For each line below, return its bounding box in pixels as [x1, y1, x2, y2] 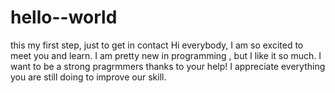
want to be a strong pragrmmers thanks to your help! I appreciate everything [10, 60, 326, 72]
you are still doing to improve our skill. [10, 71, 167, 83]
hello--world [10, 6, 118, 29]
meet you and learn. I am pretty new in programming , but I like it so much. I [10, 49, 322, 61]
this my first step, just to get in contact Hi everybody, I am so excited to [10, 39, 304, 51]
